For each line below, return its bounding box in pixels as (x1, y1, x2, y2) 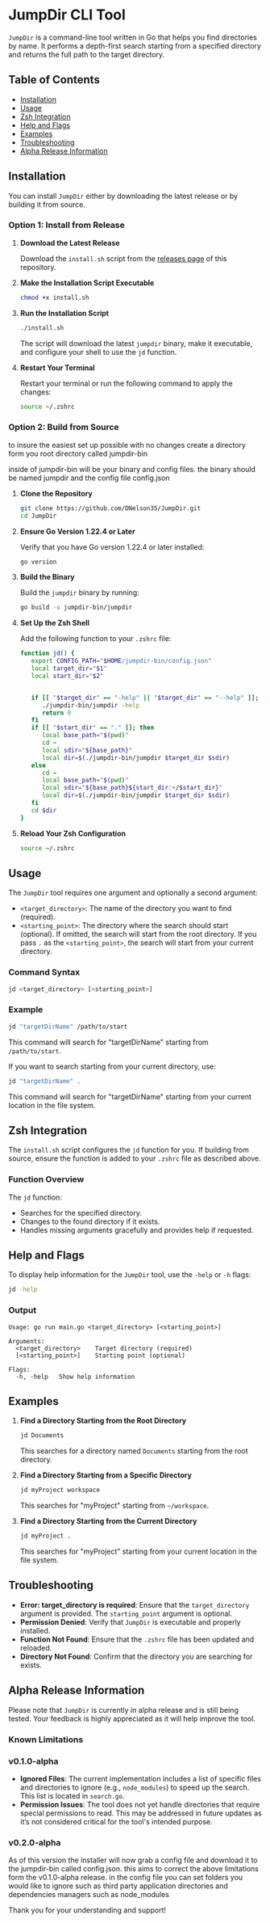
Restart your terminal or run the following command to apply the (19, 378, 234, 388)
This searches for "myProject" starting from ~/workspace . (19, 1501, 210, 1511)
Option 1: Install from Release (8, 220, 125, 231)
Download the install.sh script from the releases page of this (19, 253, 227, 264)
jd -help (8, 1285, 38, 1294)
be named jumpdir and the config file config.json (8, 473, 171, 483)
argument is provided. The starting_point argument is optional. (19, 1609, 232, 1618)
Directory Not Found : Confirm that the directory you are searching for (19, 1651, 253, 1661)
